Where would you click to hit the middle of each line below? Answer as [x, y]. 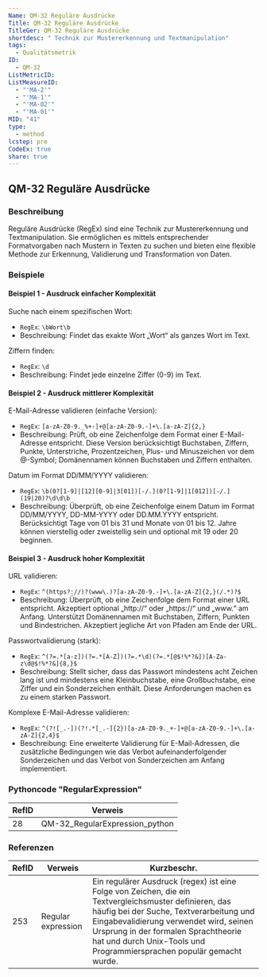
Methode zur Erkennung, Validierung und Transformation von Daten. [120, 254]
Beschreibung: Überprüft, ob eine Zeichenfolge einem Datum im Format [137, 506]
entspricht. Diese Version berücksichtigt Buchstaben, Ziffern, [149, 443]
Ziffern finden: [32, 351]
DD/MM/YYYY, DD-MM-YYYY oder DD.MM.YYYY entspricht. [119, 515]
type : [17, 127]
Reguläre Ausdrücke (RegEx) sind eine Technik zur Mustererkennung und [128, 229]
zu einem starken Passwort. [65, 697]
